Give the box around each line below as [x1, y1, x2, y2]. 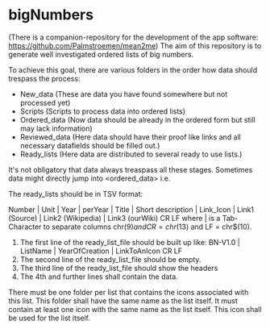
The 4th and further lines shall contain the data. [19, 272, 179, 281]
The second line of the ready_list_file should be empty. [19, 254, 201, 264]
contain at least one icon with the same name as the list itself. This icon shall [8, 304, 262, 314]
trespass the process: [8, 73, 81, 83]
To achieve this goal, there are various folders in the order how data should [8, 65, 258, 74]
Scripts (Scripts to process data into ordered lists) [19, 106, 186, 116]
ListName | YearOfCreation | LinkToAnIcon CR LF [19, 246, 183, 256]
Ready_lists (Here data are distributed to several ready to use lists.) [19, 149, 243, 159]
